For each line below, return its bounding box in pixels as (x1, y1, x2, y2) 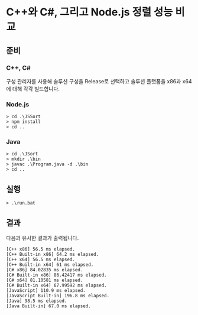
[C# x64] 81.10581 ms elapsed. (6, 277, 83, 284)
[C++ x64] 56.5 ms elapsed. (6, 256, 76, 263)
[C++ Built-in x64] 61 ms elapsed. (6, 262, 94, 268)
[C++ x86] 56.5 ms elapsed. (6, 246, 76, 252)
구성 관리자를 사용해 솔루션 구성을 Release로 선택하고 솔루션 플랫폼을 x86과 (6, 77, 181, 85)
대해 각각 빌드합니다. (12, 85, 60, 92)
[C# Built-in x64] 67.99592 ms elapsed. (6, 282, 108, 288)
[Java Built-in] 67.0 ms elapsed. (6, 303, 92, 309)
